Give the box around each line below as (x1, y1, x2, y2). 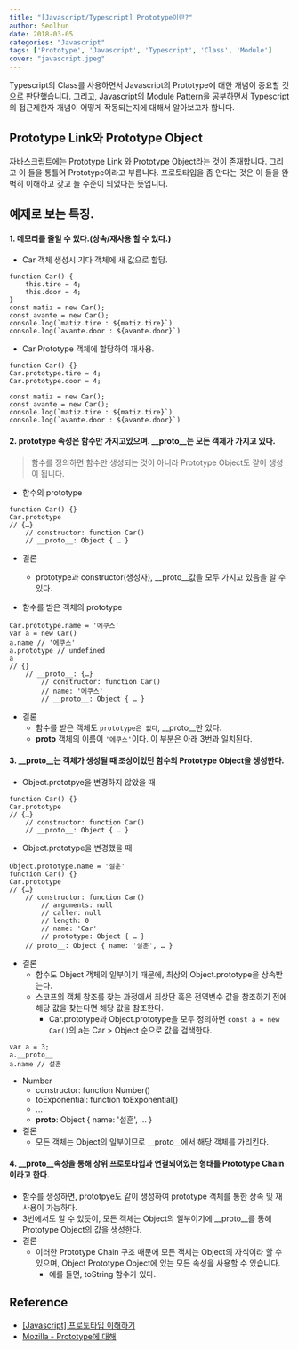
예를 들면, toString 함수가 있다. (48, 1269, 157, 1280)
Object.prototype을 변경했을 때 (21, 842, 133, 853)
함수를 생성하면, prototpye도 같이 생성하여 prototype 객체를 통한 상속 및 (21, 1191, 274, 1201)
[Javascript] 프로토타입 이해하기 (21, 1320, 136, 1330)
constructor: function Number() (35, 1084, 151, 1095)
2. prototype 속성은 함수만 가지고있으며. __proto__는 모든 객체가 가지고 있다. (9, 436, 276, 446)
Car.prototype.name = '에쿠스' (9, 621, 120, 630)
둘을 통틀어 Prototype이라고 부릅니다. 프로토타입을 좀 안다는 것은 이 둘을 (28, 166, 280, 178)
